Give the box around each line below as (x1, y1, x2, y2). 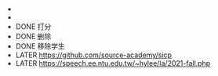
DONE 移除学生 (15, 42, 65, 51)
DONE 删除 (15, 32, 52, 41)
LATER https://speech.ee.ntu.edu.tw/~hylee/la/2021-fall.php (15, 59, 210, 67)
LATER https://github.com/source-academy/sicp (15, 50, 173, 60)
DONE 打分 (15, 22, 52, 31)
